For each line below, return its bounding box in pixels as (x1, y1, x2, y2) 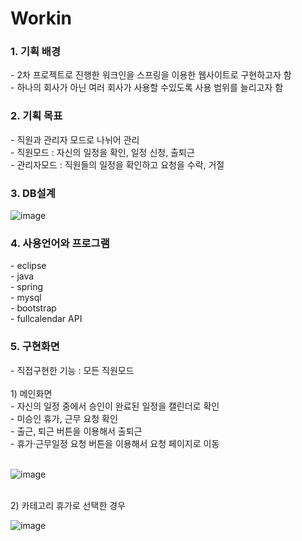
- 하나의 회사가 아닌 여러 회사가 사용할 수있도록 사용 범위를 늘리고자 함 (10, 82, 284, 94)
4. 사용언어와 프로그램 (10, 237, 110, 250)
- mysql (10, 292, 42, 304)
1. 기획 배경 (10, 45, 61, 59)
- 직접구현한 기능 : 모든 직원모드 (10, 364, 135, 376)
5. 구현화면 (10, 340, 60, 354)
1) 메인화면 (10, 387, 53, 399)
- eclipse (10, 260, 47, 272)
